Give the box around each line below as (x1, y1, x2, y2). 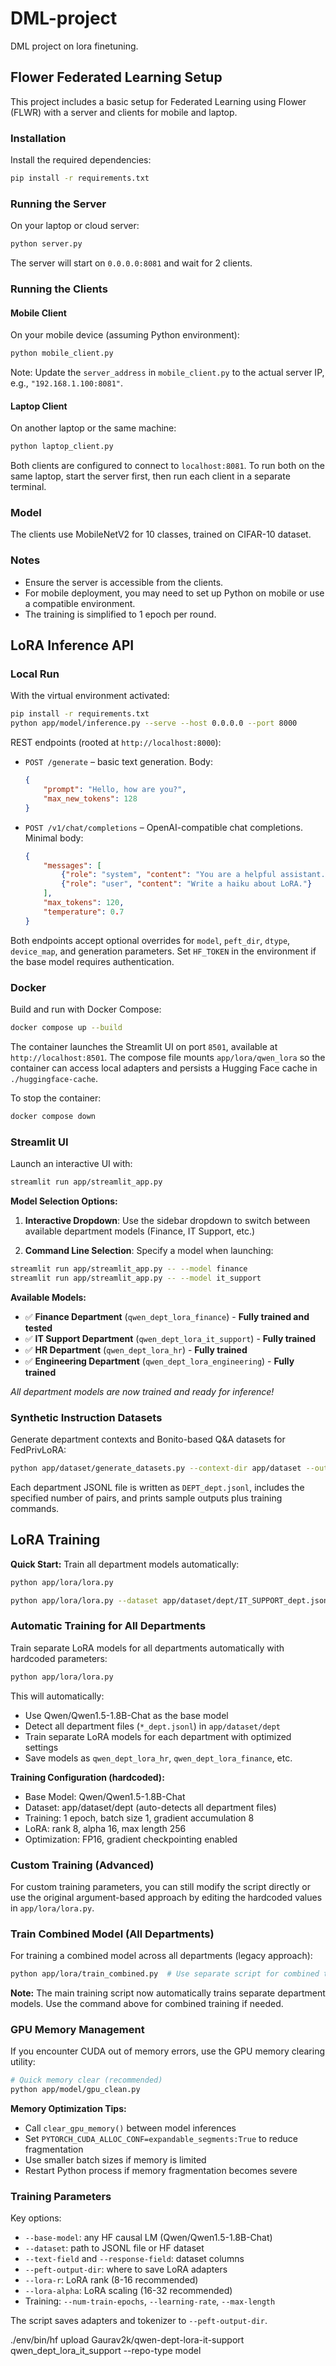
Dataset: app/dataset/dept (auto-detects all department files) (24, 1801, 277, 1813)
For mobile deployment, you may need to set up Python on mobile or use (24, 587, 325, 599)
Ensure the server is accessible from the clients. (24, 576, 224, 588)
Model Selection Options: (10, 1195, 118, 1207)
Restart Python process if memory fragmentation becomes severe (24, 2165, 298, 2177)
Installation (10, 131, 67, 145)
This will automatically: (10, 1690, 105, 1702)
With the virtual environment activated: (10, 690, 170, 702)
